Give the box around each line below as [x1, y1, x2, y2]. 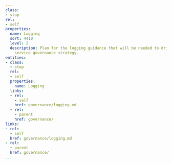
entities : [5, 55, 27, 60]
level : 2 [10, 41, 29, 46]
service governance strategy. [14, 50, 79, 55]
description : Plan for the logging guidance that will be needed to [10, 45, 159, 51]
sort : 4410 [10, 36, 33, 41]
